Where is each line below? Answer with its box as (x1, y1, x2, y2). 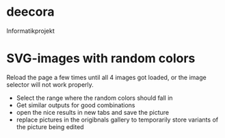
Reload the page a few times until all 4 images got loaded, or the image (6, 73, 207, 81)
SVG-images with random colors (6, 51, 196, 66)
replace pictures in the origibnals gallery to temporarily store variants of (16, 115, 219, 124)
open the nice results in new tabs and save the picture (16, 108, 170, 116)
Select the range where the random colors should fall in (16, 94, 173, 102)
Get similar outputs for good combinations (16, 100, 135, 109)
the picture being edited (16, 122, 84, 130)
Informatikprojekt (6, 27, 55, 35)
